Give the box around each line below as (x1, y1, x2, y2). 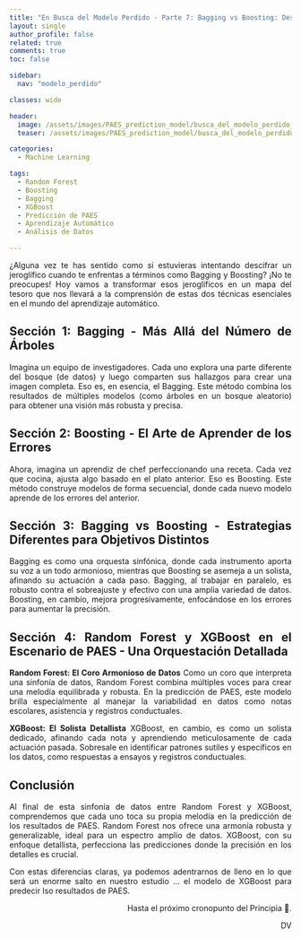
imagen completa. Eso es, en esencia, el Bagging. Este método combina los (9, 380, 292, 391)
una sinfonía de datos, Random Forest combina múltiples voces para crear (9, 677, 292, 688)
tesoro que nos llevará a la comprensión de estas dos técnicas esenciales (9, 289, 292, 299)
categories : (9, 144, 54, 153)
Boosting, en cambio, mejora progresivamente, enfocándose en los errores (9, 594, 292, 605)
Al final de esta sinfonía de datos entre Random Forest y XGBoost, (9, 802, 292, 812)
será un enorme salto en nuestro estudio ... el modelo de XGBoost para (9, 876, 292, 887)
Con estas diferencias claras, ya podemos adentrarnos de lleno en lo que (9, 866, 292, 877)
